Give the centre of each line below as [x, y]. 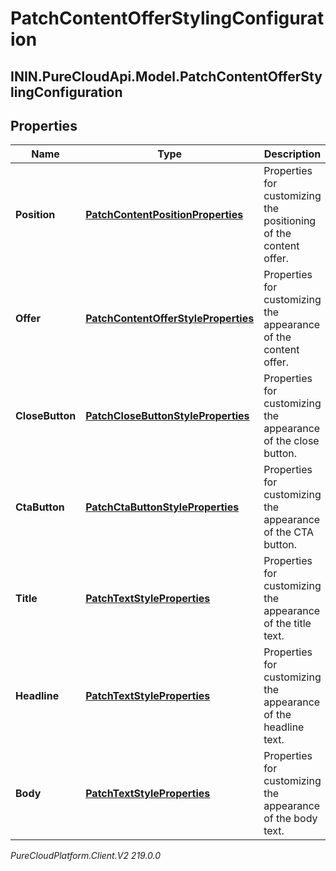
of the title [287, 624]
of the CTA [288, 532]
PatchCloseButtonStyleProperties [167, 416]
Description [292, 154]
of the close [291, 441]
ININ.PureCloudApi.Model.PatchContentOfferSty [166, 76]
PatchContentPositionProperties [164, 215]
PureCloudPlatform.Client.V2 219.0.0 [86, 856]
